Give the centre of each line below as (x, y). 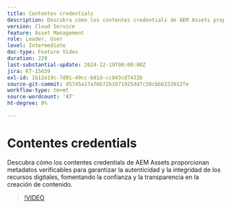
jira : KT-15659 (29, 71)
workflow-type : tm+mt (38, 90)
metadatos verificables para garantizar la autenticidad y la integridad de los (114, 169)
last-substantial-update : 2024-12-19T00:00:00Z (77, 65)
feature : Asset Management (46, 33)
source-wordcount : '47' (41, 97)
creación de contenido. (40, 184)
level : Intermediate (37, 45)
